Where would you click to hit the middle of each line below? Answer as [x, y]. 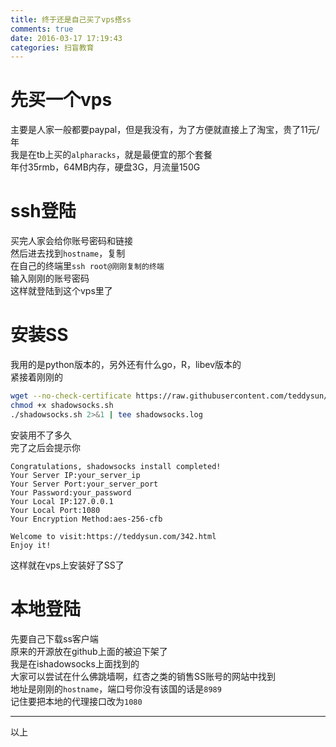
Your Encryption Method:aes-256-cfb [86, 519]
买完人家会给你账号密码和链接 [71, 241]
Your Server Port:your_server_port [84, 484]
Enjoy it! [31, 545]
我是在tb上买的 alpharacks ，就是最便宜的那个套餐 [111, 155]
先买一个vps [61, 100]
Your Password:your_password [71, 492]
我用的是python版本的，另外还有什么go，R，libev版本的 [126, 365]
